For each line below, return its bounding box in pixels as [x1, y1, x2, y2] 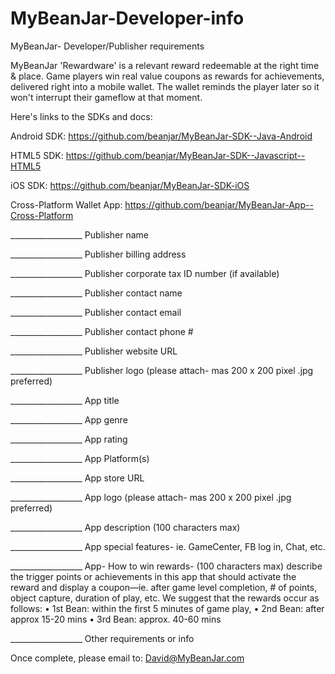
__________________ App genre [10, 413, 128, 426]
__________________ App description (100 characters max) [10, 521, 241, 533]
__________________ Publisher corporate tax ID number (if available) [10, 267, 280, 279]
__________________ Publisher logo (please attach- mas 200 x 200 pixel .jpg [10, 364, 314, 376]
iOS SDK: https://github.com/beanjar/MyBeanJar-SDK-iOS [10, 179, 250, 191]
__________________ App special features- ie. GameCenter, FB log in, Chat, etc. [10, 540, 326, 552]
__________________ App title [10, 394, 120, 406]
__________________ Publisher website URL [10, 345, 178, 357]
